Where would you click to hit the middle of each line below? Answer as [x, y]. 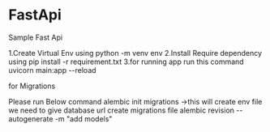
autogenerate [31, 118]
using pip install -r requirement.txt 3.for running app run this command [126, 62]
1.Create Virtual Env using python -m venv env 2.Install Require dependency [135, 53]
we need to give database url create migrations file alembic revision [122, 110]
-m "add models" [84, 118]
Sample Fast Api [36, 37]
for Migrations [32, 86]
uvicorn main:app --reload [52, 70]
